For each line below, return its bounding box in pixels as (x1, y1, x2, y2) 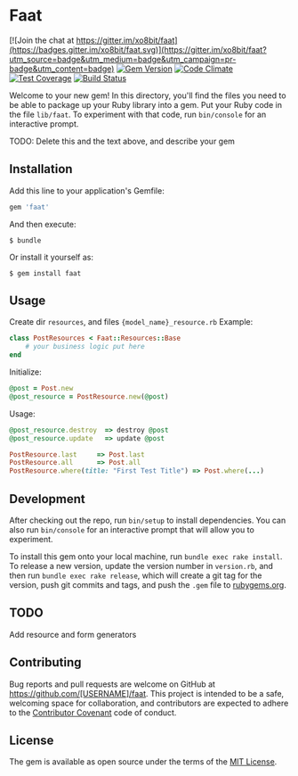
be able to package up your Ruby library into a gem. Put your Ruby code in (9, 99, 283, 110)
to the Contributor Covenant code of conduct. (9, 706, 177, 718)
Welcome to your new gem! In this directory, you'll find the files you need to (9, 90, 286, 101)
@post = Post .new (9, 384, 74, 393)
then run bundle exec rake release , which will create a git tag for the (9, 570, 262, 581)
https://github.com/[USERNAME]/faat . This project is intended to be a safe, (9, 688, 285, 698)
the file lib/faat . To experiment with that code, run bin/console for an (9, 109, 267, 120)
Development (9, 491, 86, 507)
